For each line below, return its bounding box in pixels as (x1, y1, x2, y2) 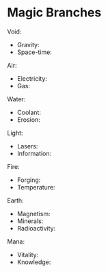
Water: (7, 94, 26, 103)
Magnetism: (16, 209, 51, 218)
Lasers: (16, 142, 38, 150)
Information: (16, 149, 52, 157)
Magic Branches (7, 5, 102, 21)
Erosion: (16, 115, 41, 124)
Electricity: (16, 74, 48, 83)
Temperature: (16, 183, 56, 191)
